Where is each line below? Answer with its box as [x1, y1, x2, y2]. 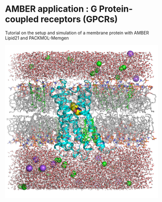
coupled [5, 14, 39, 25]
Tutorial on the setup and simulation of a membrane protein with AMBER [5, 30, 149, 36]
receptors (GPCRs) [40, 14, 118, 25]
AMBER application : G [5, 3, 97, 15]
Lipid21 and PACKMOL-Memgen [5, 35, 69, 41]
